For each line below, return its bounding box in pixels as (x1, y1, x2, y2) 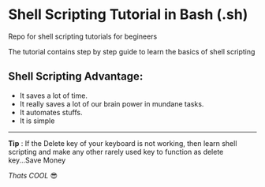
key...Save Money (8, 155, 66, 165)
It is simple (19, 116, 55, 125)
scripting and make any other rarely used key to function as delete (8, 147, 224, 156)
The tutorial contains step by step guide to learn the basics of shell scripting (8, 47, 256, 56)
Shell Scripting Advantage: (8, 69, 144, 84)
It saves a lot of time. (19, 91, 88, 100)
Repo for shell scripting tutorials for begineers (8, 32, 158, 41)
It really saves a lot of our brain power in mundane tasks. (19, 99, 204, 108)
